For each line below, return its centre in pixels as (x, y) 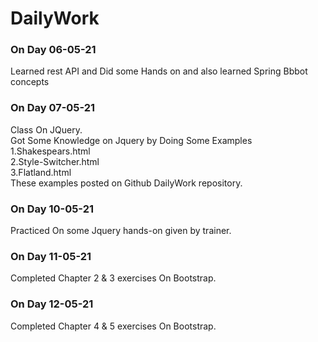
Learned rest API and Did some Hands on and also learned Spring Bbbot (159, 71)
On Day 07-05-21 (53, 108)
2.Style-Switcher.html (55, 161)
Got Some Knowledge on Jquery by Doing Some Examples (131, 140)
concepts (30, 82)
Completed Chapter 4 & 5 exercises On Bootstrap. (113, 326)
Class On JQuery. (46, 129)
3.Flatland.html (41, 172)
